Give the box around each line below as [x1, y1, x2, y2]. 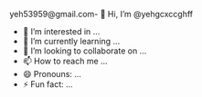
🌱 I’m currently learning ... [22, 36, 121, 46]
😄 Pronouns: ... [22, 69, 82, 79]
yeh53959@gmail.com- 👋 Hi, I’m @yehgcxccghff [9, 9, 194, 19]
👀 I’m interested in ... [22, 26, 101, 36]
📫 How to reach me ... [22, 55, 108, 66]
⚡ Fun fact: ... [22, 79, 73, 90]
